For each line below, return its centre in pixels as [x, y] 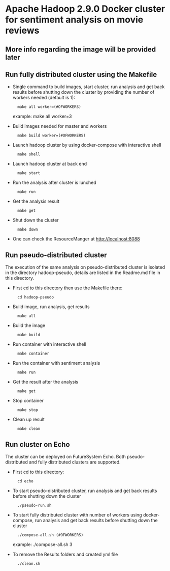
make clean [29, 429]
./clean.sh [29, 564]
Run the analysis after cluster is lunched [54, 183]
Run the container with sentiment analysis [56, 363]
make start [29, 173]
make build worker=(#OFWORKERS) [52, 135]
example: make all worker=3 [42, 116]
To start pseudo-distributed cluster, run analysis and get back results [85, 491]
